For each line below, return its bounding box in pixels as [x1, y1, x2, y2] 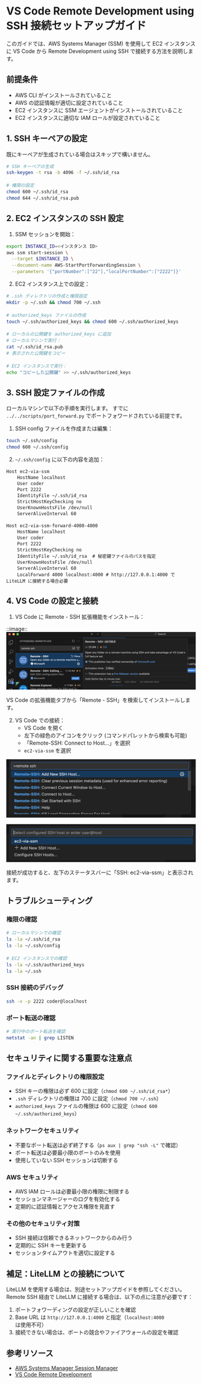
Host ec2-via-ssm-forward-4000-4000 [6, 522, 98, 528]
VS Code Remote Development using [6, 4, 194, 18]
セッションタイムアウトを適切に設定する [14, 1249, 115, 1257]
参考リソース [6, 1348, 54, 1358]
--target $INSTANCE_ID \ [11, 256, 74, 262]
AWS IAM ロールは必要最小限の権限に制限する [14, 1188, 130, 1195]
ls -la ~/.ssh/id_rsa [6, 936, 61, 942]
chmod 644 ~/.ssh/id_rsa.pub [6, 195, 79, 201]
